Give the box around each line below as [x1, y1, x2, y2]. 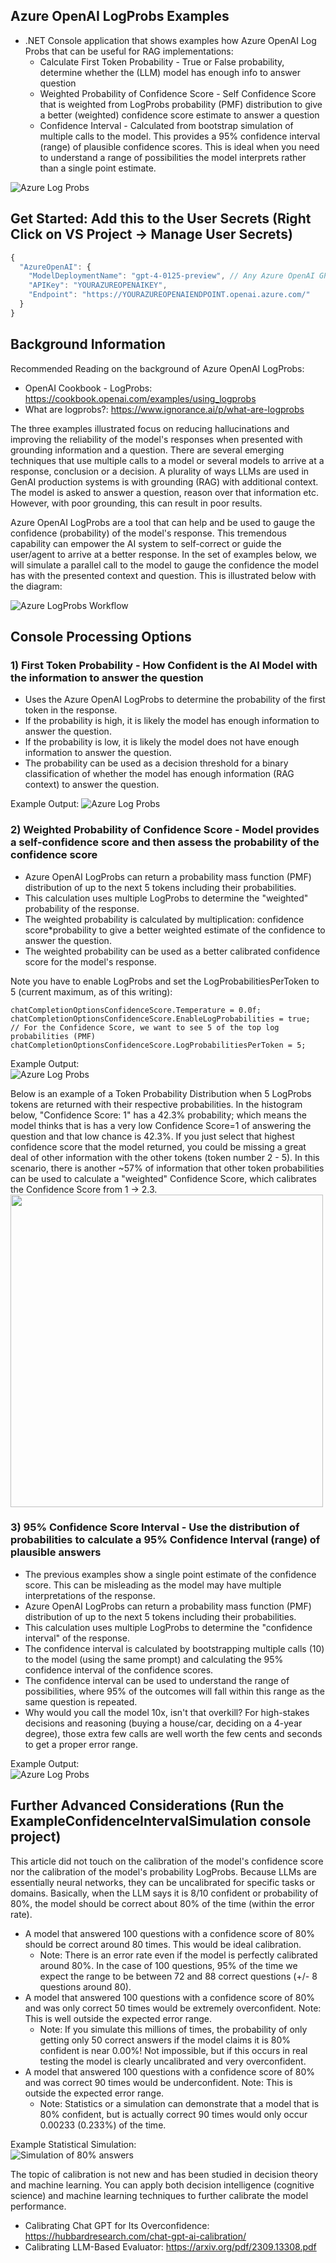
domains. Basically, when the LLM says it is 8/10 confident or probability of [10, 1887, 319, 1899]
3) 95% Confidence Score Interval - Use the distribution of [10, 1520, 300, 1534]
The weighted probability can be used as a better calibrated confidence [24, 945, 321, 957]
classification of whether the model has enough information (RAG [24, 768, 295, 780]
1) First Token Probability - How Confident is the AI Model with [10, 658, 318, 672]
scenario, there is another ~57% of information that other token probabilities [10, 1162, 325, 1174]
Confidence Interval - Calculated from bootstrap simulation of [39, 119, 294, 131]
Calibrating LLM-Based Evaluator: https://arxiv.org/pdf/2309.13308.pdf [24, 2240, 317, 2253]
